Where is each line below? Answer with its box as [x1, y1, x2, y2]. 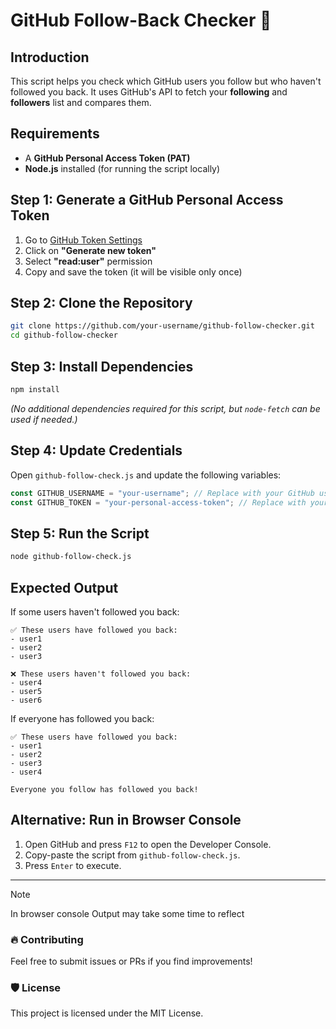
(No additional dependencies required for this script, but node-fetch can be [10, 402, 321, 414]
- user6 [10, 695, 43, 705]
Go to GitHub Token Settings [24, 234, 143, 246]
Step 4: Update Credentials [10, 442, 183, 459]
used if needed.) [10, 413, 78, 425]
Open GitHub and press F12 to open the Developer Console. [24, 838, 272, 850]
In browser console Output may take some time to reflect [10, 907, 245, 919]
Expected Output [10, 579, 119, 596]
